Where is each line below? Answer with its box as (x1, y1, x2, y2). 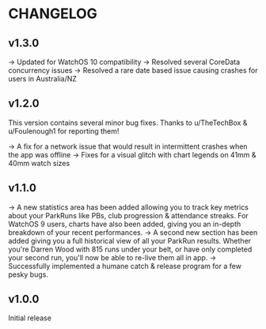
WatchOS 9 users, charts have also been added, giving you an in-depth (8, 219, 241, 229)
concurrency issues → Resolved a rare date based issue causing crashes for (8, 66, 258, 75)
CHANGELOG (8, 5, 97, 23)
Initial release (8, 313, 51, 323)
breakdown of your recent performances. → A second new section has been (8, 227, 258, 237)
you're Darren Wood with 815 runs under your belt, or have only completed (8, 244, 253, 254)
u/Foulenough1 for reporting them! (8, 126, 120, 135)
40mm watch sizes (8, 158, 70, 168)
